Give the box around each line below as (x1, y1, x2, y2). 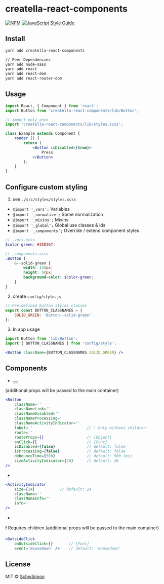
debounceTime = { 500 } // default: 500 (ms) (14, 454, 133, 459)
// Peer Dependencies (5, 57, 51, 62)
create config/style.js (12, 293, 62, 299)
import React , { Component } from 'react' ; (5, 103, 99, 108)
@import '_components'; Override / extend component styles (12, 227, 139, 233)
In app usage (12, 326, 40, 332)
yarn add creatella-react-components (5, 48, 85, 53)
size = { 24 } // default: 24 (14, 487, 92, 492)
